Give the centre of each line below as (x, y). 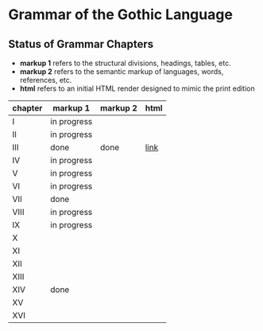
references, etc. (46, 80)
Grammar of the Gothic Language (120, 15)
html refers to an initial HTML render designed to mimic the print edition (137, 88)
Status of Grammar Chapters (81, 44)
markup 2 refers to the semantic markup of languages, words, (122, 72)
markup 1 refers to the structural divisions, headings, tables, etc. (126, 63)
